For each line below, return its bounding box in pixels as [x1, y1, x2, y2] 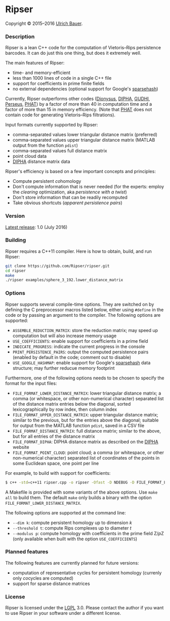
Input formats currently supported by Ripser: [5, 122, 98, 128]
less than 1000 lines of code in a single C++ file [12, 75, 112, 81]
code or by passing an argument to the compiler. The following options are [5, 312, 161, 318]
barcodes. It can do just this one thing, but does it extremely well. [5, 50, 142, 56]
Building [5, 237, 26, 244]
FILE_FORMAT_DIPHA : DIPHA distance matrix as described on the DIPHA [12, 438, 158, 445]
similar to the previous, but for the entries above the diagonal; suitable [12, 417, 159, 423]
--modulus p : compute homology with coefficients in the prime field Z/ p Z [12, 530, 164, 536]
